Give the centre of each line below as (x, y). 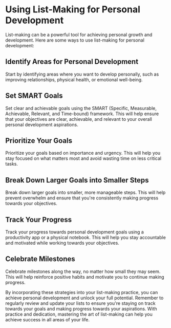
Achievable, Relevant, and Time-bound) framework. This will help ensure (82, 114)
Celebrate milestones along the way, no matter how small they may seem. (83, 271)
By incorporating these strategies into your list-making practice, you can (82, 292)
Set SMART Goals (34, 96)
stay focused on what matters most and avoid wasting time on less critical (83, 158)
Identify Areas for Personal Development (72, 62)
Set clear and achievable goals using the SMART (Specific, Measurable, (81, 108)
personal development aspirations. (42, 124)
